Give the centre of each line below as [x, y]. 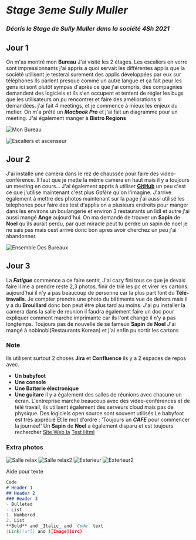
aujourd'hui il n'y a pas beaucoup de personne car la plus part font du [90, 292]
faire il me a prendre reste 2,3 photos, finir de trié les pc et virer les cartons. [97, 286]
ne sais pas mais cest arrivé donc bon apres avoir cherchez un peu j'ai [92, 229]
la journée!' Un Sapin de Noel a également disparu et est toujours [94, 426]
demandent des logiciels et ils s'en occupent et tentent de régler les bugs [95, 93]
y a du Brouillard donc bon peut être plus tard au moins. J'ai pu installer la [96, 305]
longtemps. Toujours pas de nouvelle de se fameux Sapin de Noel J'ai [91, 324]
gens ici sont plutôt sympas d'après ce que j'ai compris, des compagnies [94, 86]
